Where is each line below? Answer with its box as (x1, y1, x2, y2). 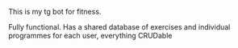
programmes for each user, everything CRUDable (8, 31, 173, 40)
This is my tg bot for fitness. (8, 7, 102, 16)
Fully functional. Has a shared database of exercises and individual (8, 22, 231, 31)
